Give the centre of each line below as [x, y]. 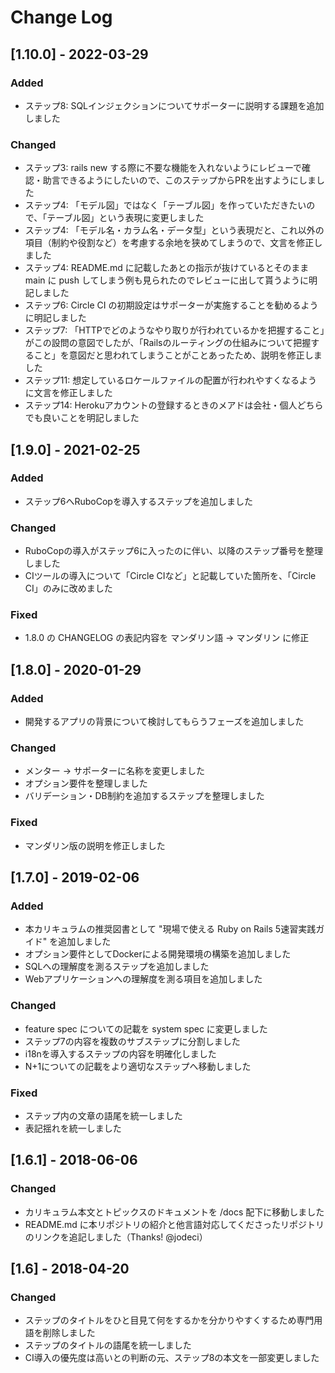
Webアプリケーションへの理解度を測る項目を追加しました [143, 979]
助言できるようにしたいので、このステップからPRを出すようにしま [179, 180]
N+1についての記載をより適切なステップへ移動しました [138, 1066]
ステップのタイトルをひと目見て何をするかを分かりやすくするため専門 [169, 1320]
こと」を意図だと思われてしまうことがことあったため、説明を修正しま [178, 355]
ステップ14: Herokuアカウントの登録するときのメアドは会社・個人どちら [174, 405]
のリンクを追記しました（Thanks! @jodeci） [116, 1237]
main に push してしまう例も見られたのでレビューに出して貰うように [167, 280]
